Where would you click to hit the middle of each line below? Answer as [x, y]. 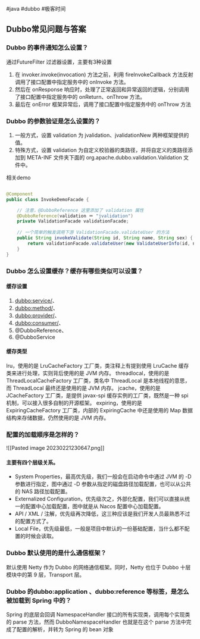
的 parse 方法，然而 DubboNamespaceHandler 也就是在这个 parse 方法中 [96, 622]
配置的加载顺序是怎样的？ [43, 434]
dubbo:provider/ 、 [37, 315]
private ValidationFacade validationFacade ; [73, 221]
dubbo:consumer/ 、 [39, 322]
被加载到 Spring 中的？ [39, 600]
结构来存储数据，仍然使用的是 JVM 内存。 [58, 418]
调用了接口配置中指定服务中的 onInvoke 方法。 [72, 82]
